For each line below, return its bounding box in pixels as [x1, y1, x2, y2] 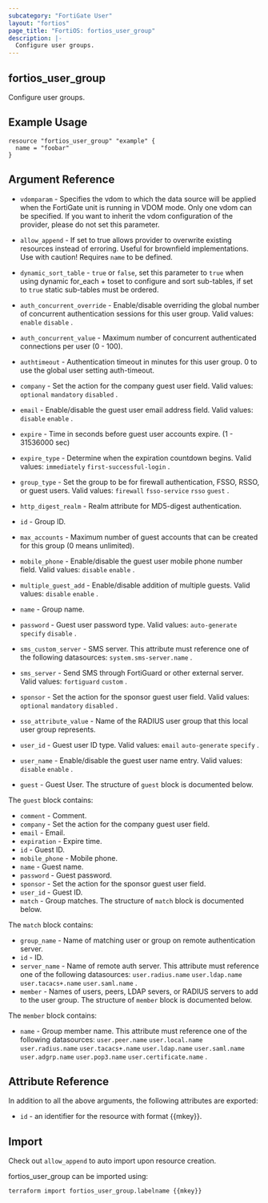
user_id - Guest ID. [19, 887, 83, 897]
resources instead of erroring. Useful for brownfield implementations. [19, 244, 250, 253]
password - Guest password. [19, 870, 112, 880]
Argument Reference [8, 173, 115, 187]
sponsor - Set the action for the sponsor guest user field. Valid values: [19, 692, 250, 701]
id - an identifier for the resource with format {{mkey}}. [19, 1112, 202, 1121]
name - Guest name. [19, 862, 84, 871]
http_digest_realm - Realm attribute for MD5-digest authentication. [19, 501, 242, 511]
